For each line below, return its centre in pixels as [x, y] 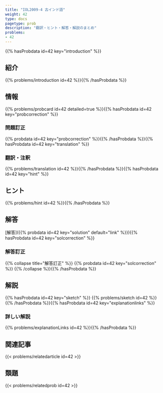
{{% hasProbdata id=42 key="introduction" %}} [53, 51]
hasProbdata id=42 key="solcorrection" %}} [50, 238]
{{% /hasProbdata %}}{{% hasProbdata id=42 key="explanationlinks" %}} [80, 303]
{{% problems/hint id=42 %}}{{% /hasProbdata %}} [58, 203]
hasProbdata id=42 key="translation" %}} [47, 144]
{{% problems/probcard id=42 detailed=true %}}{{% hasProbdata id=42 [79, 109]
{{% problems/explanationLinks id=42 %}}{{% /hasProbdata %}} [71, 327]
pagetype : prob [21, 23]
